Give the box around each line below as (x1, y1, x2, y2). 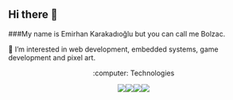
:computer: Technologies (92, 68, 175, 78)
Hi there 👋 (8, 8, 58, 21)
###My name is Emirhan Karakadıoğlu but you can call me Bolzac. (8, 29, 226, 38)
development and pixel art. (8, 52, 96, 62)
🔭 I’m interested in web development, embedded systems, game (8, 44, 219, 54)
